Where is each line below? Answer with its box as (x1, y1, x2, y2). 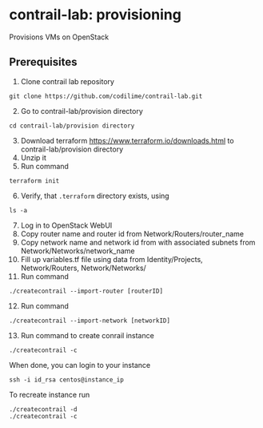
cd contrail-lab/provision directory (9, 122, 135, 130)
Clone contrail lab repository (20, 76, 115, 86)
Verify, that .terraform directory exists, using (20, 191, 170, 200)
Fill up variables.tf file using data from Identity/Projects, (20, 254, 203, 264)
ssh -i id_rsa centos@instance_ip (9, 375, 125, 384)
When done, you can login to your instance (9, 360, 151, 369)
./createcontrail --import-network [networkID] (9, 317, 171, 325)
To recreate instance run (9, 390, 90, 399)
